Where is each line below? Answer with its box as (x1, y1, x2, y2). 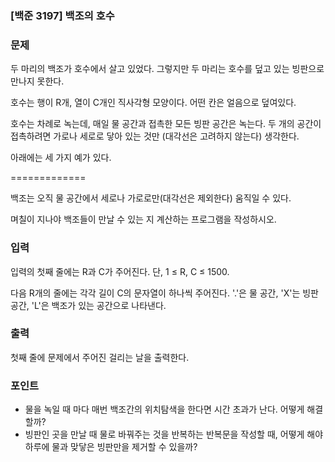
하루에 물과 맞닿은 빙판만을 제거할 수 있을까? (24, 441, 198, 453)
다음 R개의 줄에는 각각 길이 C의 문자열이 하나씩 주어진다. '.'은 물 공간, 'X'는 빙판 (10, 287, 319, 299)
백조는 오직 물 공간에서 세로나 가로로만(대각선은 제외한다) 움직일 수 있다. (10, 192, 292, 204)
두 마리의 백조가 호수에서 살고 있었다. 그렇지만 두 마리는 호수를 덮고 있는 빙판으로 (10, 63, 325, 75)
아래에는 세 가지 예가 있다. (10, 152, 112, 164)
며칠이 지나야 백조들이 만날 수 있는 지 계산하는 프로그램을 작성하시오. (10, 213, 277, 226)
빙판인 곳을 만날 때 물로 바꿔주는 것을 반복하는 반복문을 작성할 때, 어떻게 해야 (24, 428, 324, 441)
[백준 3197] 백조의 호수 (10, 8, 115, 22)
